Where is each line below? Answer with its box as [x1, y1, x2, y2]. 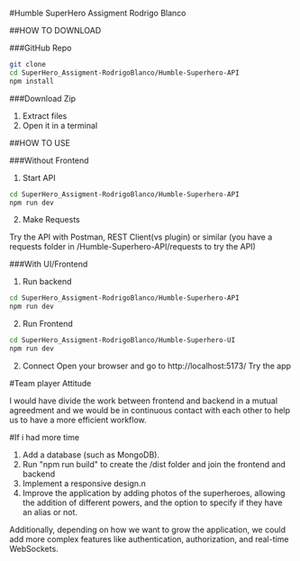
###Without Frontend [9, 155, 89, 166]
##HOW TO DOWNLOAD [9, 25, 102, 35]
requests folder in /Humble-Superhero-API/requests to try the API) [9, 241, 257, 252]
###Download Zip [9, 93, 77, 104]
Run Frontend [22, 319, 74, 330]
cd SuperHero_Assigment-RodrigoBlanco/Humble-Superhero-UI [9, 336, 236, 345]
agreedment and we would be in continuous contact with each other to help [9, 404, 291, 415]
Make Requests [22, 214, 80, 225]
